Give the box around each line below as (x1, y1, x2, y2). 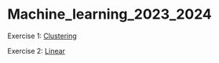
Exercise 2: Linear (7, 46, 66, 55)
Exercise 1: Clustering (7, 31, 78, 40)
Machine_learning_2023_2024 (7, 5, 213, 23)
